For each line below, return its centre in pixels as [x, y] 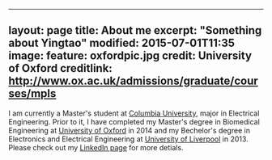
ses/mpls [32, 94]
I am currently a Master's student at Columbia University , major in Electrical [134, 113]
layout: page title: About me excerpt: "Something [135, 30]
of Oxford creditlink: [61, 68]
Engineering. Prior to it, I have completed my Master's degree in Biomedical [134, 121]
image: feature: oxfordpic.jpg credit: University [130, 56]
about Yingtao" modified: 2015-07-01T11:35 [122, 43]
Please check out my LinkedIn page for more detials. [96, 147]
